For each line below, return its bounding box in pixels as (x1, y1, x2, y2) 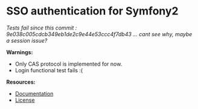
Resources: (6, 78, 36, 86)
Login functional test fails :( (14, 66, 83, 73)
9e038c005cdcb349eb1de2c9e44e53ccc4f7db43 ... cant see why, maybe (6, 30, 193, 37)
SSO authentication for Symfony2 (6, 4, 179, 18)
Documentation (14, 90, 54, 97)
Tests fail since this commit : (6, 24, 77, 31)
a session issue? (6, 37, 48, 44)
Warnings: (6, 48, 33, 55)
